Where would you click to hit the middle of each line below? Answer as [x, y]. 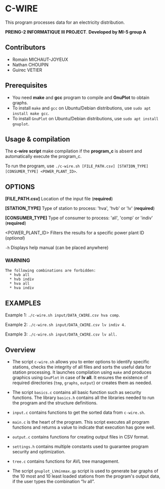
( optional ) [15, 238]
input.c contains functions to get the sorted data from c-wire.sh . [79, 413]
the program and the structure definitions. [55, 403]
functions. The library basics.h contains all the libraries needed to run [83, 398]
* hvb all [20, 275]
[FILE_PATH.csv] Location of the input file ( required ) [59, 199]
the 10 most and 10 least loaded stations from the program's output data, [86, 476]
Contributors [25, 48]
